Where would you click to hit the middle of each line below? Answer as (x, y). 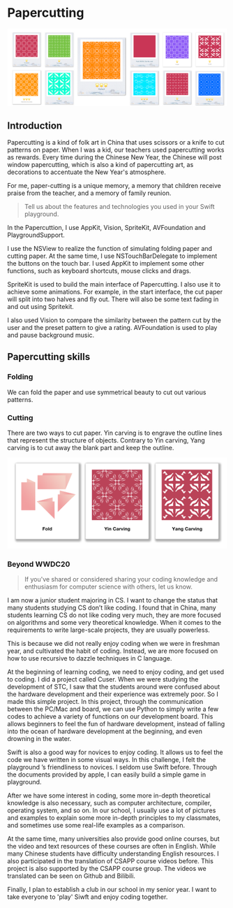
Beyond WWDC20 (39, 564)
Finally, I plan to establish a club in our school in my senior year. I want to (112, 890)
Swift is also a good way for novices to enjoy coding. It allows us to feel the (115, 752)
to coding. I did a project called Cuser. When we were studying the (103, 679)
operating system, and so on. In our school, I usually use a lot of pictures (112, 810)
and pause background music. (51, 335)
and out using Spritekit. (41, 306)
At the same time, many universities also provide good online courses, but (113, 839)
